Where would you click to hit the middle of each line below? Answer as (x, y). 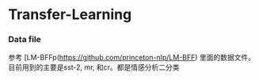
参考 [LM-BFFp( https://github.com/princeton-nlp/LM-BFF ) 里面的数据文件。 (132, 58)
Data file (25, 40)
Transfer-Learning (70, 15)
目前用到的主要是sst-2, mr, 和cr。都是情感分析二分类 (94, 67)
